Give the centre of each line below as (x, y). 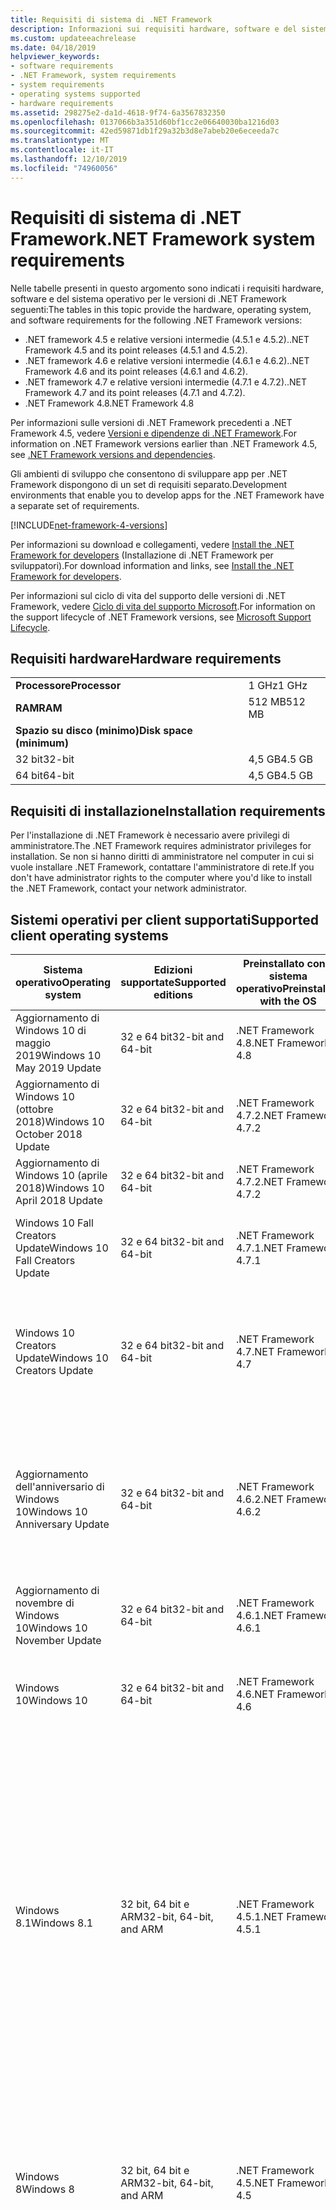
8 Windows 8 (45, 2189)
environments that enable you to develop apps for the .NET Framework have (167, 495)
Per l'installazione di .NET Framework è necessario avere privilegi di (150, 835)
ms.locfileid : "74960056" (64, 168)
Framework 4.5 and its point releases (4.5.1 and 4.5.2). (136, 350)
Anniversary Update (62, 1524)
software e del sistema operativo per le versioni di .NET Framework (148, 298)
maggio (33, 1043)
